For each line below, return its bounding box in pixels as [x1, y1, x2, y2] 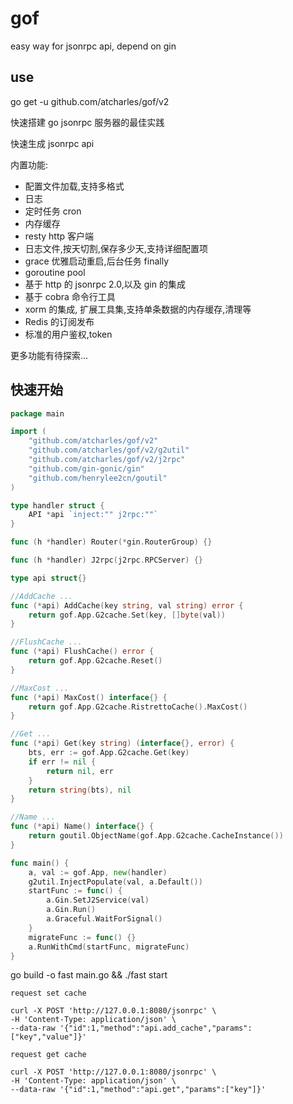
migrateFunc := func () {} [28, 932, 137, 942]
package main [10, 408, 65, 419]
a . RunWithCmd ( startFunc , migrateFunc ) [28, 942, 190, 952]
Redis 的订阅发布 [24, 315, 95, 327]
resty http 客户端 [24, 230, 94, 242]
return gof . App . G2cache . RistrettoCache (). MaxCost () [28, 702, 248, 712]
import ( [10, 427, 47, 437]
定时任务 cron [24, 205, 82, 217]
